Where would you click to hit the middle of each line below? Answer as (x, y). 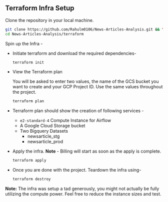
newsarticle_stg (43, 136)
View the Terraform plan (37, 72)
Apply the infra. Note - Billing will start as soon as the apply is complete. (87, 151)
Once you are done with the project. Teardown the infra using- (77, 170)
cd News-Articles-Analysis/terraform (44, 34)
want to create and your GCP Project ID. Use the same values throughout (87, 87)
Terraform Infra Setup (40, 8)
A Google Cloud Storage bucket (52, 126)
